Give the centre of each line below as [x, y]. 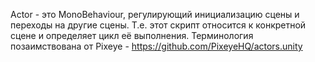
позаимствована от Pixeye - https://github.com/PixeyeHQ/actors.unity [156, 46]
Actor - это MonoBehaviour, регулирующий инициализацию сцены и [155, 14]
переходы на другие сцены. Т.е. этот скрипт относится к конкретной [158, 25]
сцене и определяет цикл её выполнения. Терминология [132, 35]
